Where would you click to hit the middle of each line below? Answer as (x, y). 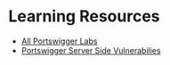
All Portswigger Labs (59, 41)
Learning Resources (84, 16)
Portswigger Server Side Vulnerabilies (91, 50)
